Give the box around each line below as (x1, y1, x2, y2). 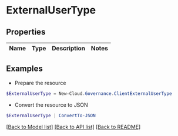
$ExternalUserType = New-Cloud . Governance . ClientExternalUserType (6, 90, 172, 97)
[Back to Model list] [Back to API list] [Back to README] (6, 123, 141, 130)
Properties (6, 27, 46, 37)
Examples (6, 64, 43, 74)
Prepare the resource (14, 79, 66, 86)
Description (52, 45, 85, 52)
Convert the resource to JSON (14, 101, 88, 108)
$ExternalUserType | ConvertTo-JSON (6, 113, 96, 118)
